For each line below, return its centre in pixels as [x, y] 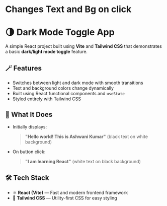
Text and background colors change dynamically [63, 88]
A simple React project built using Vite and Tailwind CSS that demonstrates [83, 46]
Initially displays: [29, 126]
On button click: [29, 152]
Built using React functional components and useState [68, 93]
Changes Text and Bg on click [68, 9]
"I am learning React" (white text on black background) [83, 161]
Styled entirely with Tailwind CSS [47, 99]
